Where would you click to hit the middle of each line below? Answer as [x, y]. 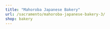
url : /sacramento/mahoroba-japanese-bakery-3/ [55, 14]
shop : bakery [19, 19]
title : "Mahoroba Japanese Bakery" [43, 10]
